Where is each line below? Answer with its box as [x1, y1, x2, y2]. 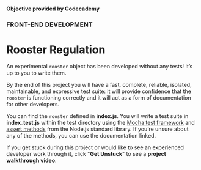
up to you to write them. [6, 69, 67, 76]
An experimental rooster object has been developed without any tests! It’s [6, 63, 193, 70]
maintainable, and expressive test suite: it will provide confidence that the [6, 87, 191, 95]
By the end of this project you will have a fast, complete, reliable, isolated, [6, 81, 192, 89]
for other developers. [6, 101, 60, 108]
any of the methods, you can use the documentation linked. [6, 132, 156, 139]
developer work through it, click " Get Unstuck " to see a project [6, 150, 167, 158]
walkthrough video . [6, 157, 57, 164]
